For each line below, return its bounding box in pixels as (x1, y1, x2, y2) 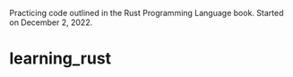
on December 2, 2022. (9, 17, 93, 28)
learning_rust (9, 48, 112, 69)
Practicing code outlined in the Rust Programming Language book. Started (9, 8, 284, 18)
